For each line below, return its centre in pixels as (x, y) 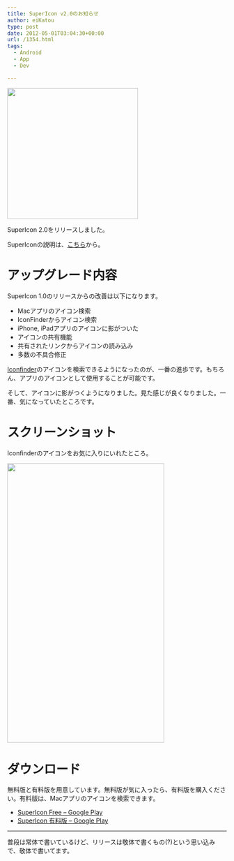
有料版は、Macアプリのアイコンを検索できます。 (89, 799)
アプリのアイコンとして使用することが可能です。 (89, 378)
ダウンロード (44, 769)
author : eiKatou (31, 20)
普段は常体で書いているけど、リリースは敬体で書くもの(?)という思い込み (111, 842)
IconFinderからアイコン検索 (57, 319)
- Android (28, 53)
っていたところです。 (68, 402)
